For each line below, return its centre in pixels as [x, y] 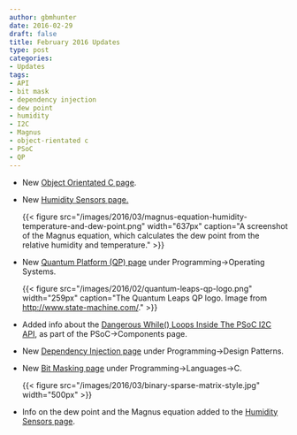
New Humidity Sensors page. [75, 199]
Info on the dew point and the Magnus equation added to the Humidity [150, 411]
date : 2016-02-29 [41, 26]
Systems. [39, 271]
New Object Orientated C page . [79, 182]
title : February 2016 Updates [65, 42]
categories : [31, 58]
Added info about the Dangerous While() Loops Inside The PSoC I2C [147, 324]
